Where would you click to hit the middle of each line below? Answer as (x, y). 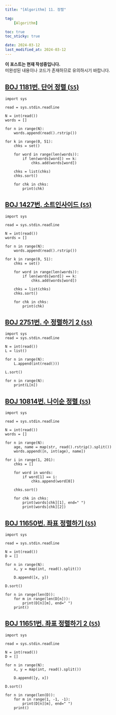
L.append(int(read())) (37, 364)
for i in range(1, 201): (30, 460)
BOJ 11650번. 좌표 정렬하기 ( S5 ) (51, 523)
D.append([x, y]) (31, 577)
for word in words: (33, 473)
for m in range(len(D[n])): (42, 599)
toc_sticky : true (23, 36)
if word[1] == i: (40, 477)
